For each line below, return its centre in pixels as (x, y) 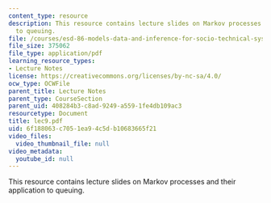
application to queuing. (46, 190)
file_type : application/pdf (56, 53)
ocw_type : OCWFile (39, 83)
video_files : (30, 136)
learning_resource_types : (52, 61)
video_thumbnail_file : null (63, 144)
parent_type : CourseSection (56, 99)
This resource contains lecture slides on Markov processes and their (122, 182)
